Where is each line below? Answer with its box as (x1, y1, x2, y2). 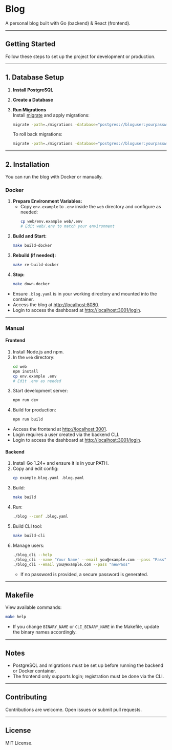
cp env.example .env (12, 373, 57, 379)
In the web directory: (12, 354, 55, 360)
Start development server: (12, 388, 68, 394)
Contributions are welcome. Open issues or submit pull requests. (5, 706, 142, 713)
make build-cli (12, 533, 46, 538)
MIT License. (5, 740, 33, 746)
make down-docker (12, 281, 50, 286)
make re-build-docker (12, 262, 59, 267)
